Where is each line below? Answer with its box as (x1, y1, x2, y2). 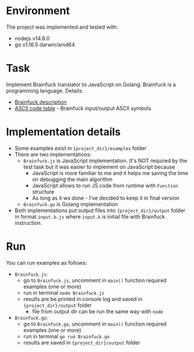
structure (32, 188, 55, 195)
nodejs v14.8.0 (14, 35, 50, 42)
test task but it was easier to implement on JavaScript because (23, 163, 175, 170)
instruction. (14, 219, 42, 226)
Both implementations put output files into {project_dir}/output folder (14, 207, 186, 214)
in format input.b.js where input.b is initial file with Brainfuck (14, 213, 165, 220)
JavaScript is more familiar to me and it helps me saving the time (32, 169, 189, 176)
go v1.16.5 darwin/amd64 (14, 41, 75, 48)
